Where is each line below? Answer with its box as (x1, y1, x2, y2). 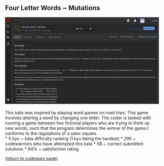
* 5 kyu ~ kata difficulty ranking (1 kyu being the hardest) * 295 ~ (5, 135, 136, 141)
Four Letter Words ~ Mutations (5, 4, 101, 12)
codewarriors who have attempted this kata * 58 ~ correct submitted (5, 141, 143, 146)
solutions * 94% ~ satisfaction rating (5, 146, 79, 152)
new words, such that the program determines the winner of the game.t (5, 125, 149, 131)
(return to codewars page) (5, 155, 58, 161)
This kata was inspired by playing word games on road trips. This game (5, 109, 149, 115)
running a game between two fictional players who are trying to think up (5, 120, 150, 126)
